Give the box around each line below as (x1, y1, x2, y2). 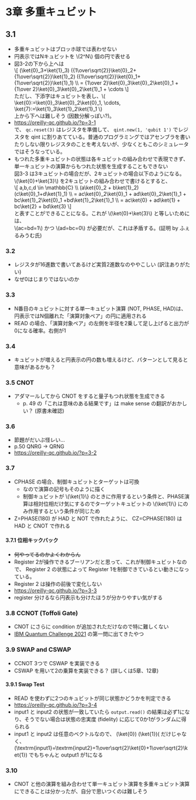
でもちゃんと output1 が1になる (28, 751, 103, 758)
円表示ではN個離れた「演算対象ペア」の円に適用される (13, 312, 147, 319)
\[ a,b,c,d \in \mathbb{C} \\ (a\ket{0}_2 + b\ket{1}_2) (13, 184, 139, 191)
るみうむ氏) (13, 232, 42, 239)
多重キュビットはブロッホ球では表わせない (13, 45, 117, 52)
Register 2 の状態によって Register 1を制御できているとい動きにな (25, 565, 184, 572)
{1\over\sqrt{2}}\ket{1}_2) (13, 73, 76, 80)
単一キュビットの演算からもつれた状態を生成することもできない (13, 163, 168, 169)
